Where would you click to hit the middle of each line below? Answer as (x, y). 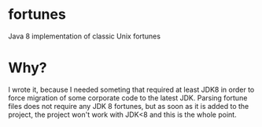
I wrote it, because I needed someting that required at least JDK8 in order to (131, 89)
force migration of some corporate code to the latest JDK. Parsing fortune (128, 98)
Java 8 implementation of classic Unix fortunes (85, 36)
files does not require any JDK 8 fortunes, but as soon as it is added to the (129, 106)
